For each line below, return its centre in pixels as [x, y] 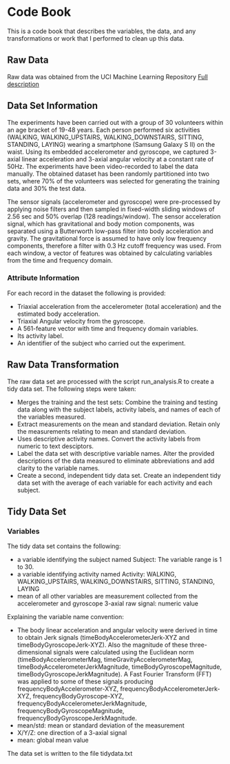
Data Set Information [53, 106]
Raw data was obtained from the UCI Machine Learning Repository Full [107, 77]
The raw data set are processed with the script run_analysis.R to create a [111, 381]
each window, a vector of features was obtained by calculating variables [110, 253]
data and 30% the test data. [47, 188]
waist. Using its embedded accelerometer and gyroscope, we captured [108, 152]
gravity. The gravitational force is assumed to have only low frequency [107, 238]
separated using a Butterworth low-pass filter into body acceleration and [110, 231]
